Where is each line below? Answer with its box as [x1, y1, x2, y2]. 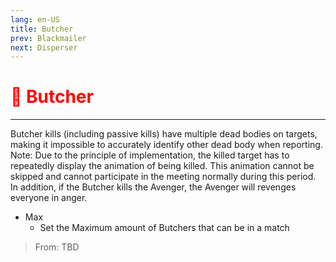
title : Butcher [10, 24, 74, 34]
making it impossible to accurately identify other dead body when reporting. [10, 139, 323, 151]
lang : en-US [10, 14, 60, 25]
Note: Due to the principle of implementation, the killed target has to [10, 149, 290, 161]
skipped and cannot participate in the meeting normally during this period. [10, 171, 317, 183]
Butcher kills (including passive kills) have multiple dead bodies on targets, [10, 128, 318, 140]
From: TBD [34, 241, 80, 253]
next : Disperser [10, 42, 78, 53]
